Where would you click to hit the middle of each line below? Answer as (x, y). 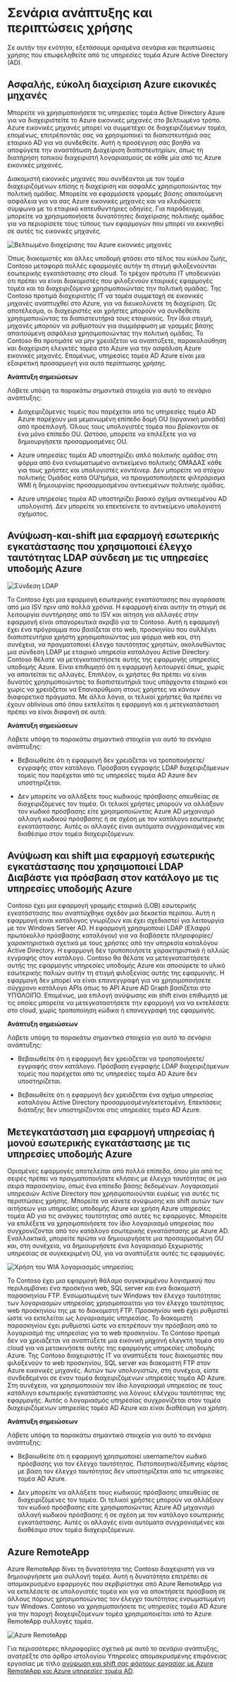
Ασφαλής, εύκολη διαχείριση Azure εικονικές (112, 85)
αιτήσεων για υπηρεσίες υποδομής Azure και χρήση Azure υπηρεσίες (109, 1209)
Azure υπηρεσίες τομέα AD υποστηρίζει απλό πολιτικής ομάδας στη (117, 455)
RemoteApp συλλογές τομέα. (50, 1621)
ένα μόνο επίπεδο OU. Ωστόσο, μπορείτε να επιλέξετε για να (107, 434)
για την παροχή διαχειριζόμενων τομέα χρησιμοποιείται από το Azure (110, 1614)
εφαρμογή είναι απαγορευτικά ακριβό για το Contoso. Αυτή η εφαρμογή (113, 622)
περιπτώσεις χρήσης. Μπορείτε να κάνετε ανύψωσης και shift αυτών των (116, 1201)
